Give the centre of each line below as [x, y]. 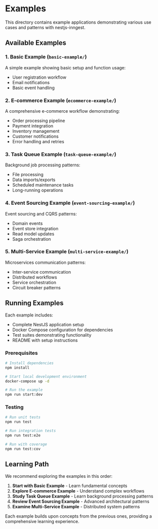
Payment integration [33, 125]
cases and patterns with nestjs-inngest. [45, 27]
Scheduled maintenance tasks [43, 185]
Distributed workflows [35, 277]
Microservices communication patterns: [46, 262]
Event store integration [35, 228]
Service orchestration [34, 282]
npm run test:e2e [23, 436]
